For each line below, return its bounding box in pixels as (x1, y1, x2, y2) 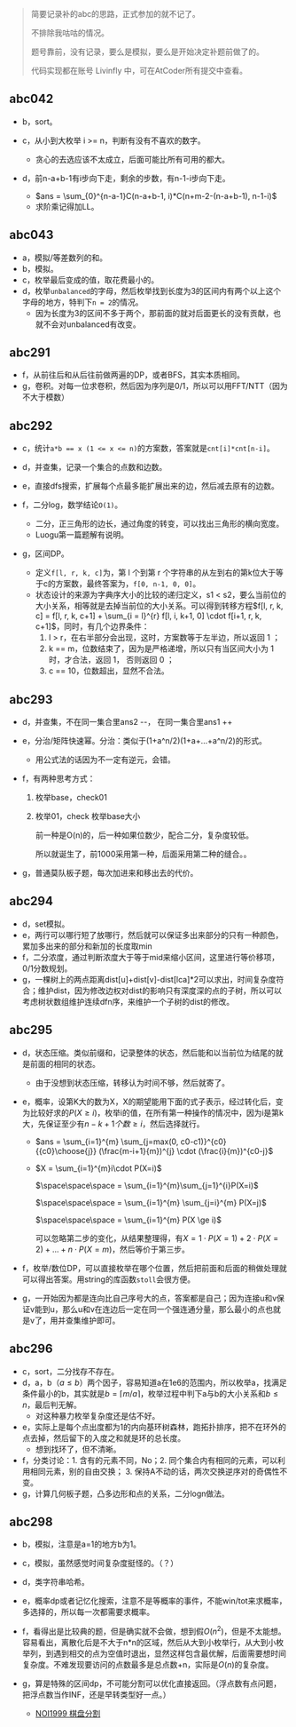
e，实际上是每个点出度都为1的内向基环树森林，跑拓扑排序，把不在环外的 (21, 1421, 286, 1432)
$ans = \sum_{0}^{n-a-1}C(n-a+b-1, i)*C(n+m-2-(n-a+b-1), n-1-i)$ (35, 190, 277, 201)
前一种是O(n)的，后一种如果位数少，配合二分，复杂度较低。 (35, 830, 254, 840)
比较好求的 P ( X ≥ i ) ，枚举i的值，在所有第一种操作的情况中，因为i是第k (29, 1107, 284, 1118)
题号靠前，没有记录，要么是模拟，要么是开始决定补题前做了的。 (30, 46, 264, 57)
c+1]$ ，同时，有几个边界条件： (35, 621, 150, 632)
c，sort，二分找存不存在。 (21, 1365, 120, 1376)
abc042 (9, 92, 54, 107)
